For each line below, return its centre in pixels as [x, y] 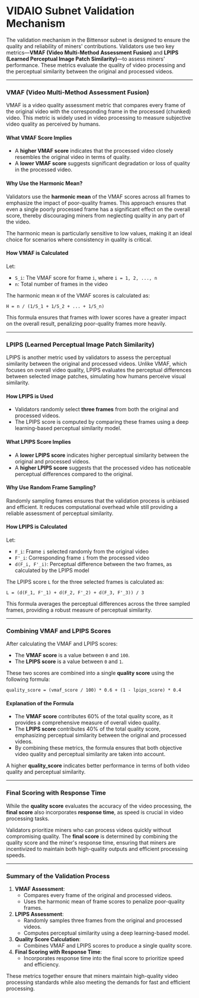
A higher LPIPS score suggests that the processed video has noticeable [103, 468]
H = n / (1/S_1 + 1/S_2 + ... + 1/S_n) [55, 306]
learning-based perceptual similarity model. [68, 428]
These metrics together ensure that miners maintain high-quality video [92, 976]
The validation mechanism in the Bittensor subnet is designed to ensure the [98, 40]
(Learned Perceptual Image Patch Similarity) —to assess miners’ [86, 59]
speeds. [16, 855]
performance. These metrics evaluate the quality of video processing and [96, 65]
